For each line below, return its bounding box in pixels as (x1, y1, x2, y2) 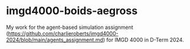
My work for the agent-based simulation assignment (6, 24, 134, 31)
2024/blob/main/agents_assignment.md (6, 36, 103, 43)
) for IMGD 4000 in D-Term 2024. (103, 36, 184, 43)
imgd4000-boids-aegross (6, 4, 137, 18)
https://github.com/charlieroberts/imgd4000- (8, 30, 119, 37)
